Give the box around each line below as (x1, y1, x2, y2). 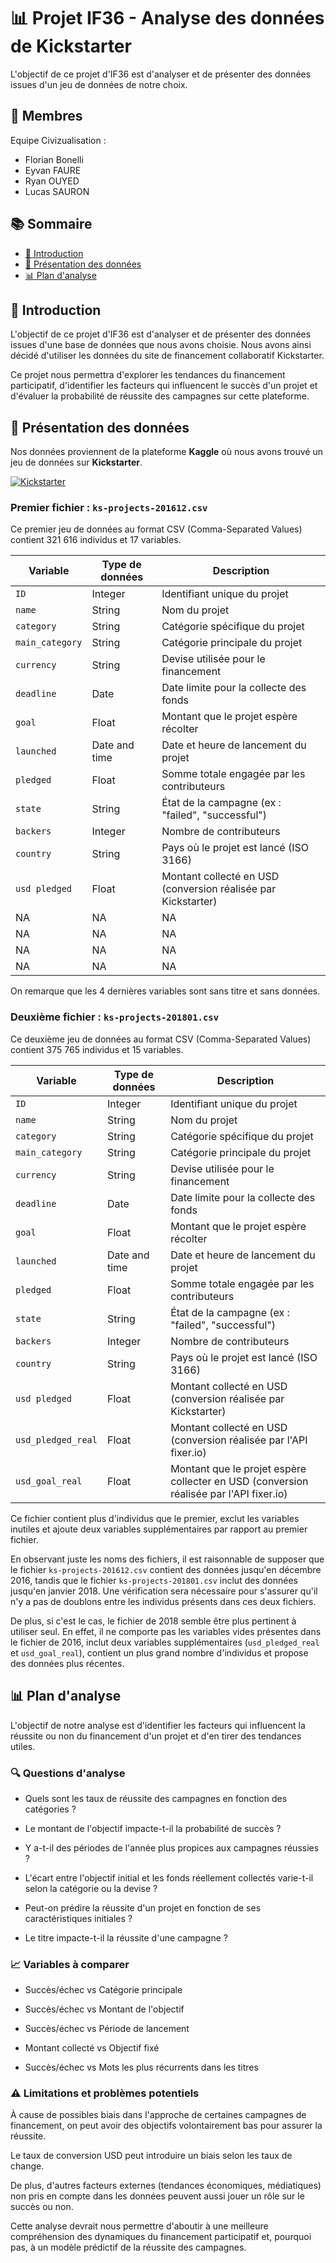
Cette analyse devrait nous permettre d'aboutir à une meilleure (10, 2220, 269, 2232)
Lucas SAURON (24, 185, 90, 197)
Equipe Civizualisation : (10, 134, 107, 146)
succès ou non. (10, 2201, 74, 2213)
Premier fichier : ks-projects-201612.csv (10, 501, 208, 515)
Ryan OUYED (24, 175, 80, 187)
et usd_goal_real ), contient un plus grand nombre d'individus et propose (10, 1646, 309, 1659)
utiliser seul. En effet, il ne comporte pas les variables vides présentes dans (10, 1625, 322, 1637)
